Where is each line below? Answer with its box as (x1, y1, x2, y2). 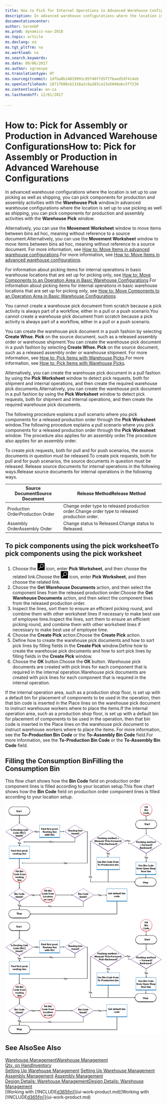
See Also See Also (5, 1044, 61, 1052)
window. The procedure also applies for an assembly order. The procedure (5, 433, 157, 439)
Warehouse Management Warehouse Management (5, 1057, 108, 1063)
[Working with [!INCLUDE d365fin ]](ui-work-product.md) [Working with (5, 1089, 149, 1095)
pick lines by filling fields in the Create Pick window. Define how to (12, 643, 148, 649)
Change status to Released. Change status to (63, 520, 154, 526)
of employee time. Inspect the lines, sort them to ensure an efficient (12, 616, 150, 622)
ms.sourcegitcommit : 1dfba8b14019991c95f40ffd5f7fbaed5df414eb (5, 76, 139, 82)
